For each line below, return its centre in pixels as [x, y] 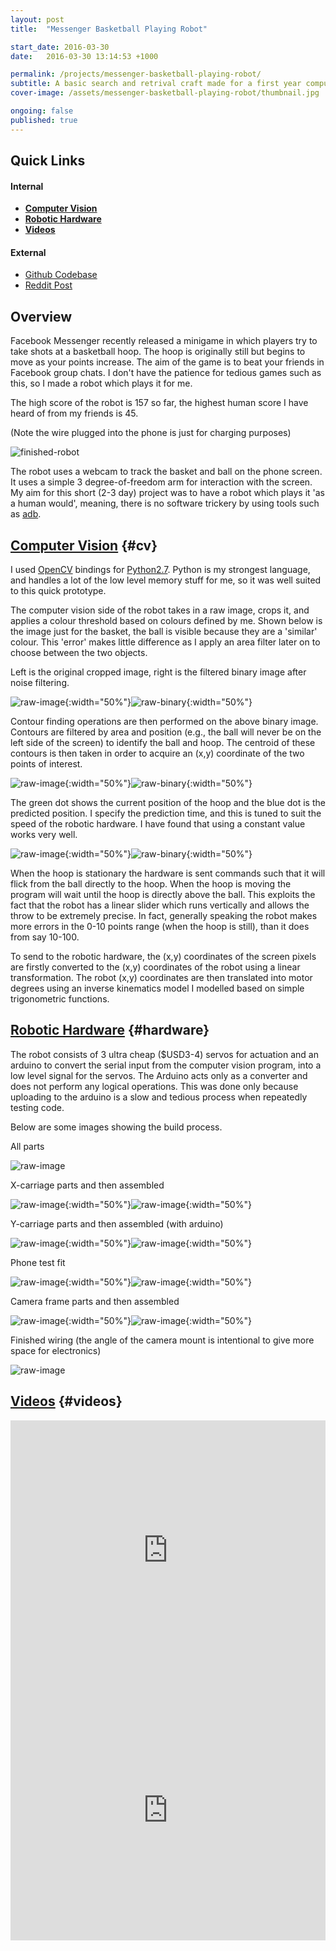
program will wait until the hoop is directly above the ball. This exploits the [163, 895]
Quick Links [48, 161]
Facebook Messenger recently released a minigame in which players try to [164, 341]
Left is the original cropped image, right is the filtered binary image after [158, 672]
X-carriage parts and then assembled [87, 1185]
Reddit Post [48, 285]
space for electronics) [56, 1350]
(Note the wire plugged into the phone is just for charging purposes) [151, 433]
